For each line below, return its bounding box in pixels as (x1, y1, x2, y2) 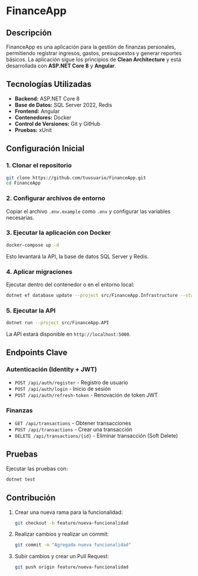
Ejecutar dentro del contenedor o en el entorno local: (6, 281, 134, 288)
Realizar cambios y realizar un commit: (14, 530, 109, 538)
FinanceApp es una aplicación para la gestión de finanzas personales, (6, 43, 176, 50)
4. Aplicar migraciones (6, 267, 72, 276)
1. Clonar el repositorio (6, 161, 72, 170)
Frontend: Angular (14, 108, 60, 115)
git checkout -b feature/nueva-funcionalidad (14, 520, 128, 526)
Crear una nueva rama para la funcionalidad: (14, 509, 123, 516)
